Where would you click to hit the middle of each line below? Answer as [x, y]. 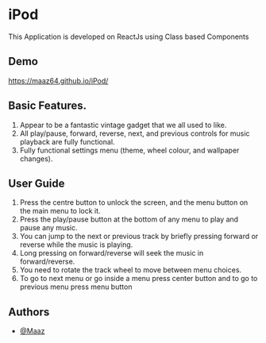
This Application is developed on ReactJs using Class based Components [129, 37]
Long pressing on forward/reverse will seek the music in [112, 253]
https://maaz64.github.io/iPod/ [58, 80]
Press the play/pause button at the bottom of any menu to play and [129, 219]
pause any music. [48, 228]
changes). [36, 158]
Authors [29, 312]
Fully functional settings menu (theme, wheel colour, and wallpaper [129, 150]
